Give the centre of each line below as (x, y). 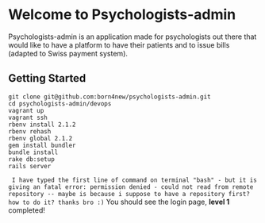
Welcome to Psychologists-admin (122, 15)
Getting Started (47, 78)
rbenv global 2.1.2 (40, 138)
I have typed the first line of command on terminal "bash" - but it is (134, 180)
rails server (30, 166)
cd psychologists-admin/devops (60, 104)
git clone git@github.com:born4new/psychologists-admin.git (110, 97)
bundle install (33, 152)
